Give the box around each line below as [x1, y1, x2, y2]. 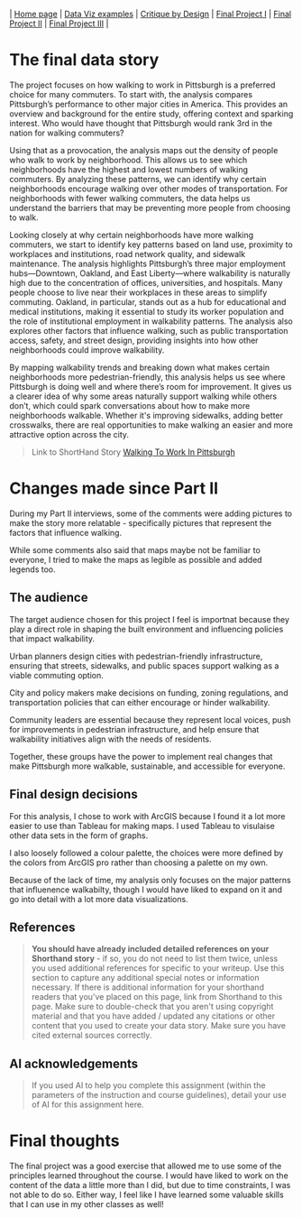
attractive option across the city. [9, 429, 129, 439]
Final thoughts [9, 1130, 120, 1151]
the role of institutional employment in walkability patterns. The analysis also [9, 316, 293, 327]
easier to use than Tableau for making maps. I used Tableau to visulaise [9, 820, 275, 831]
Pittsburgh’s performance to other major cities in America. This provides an [9, 98, 288, 109]
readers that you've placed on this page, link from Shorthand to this [31, 992, 283, 1002]
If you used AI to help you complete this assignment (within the [31, 1080, 266, 1091]
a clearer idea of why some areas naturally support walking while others [9, 391, 278, 401]
